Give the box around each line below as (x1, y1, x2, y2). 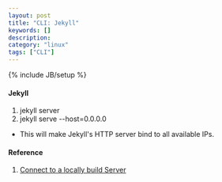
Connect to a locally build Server (19, 165, 126, 175)
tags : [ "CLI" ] (8, 48, 55, 56)
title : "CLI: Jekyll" (8, 19, 80, 27)
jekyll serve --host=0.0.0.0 (19, 114, 107, 123)
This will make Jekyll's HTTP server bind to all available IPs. (19, 130, 215, 139)
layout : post (8, 11, 51, 20)
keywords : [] (8, 26, 51, 34)
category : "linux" (8, 41, 69, 49)
